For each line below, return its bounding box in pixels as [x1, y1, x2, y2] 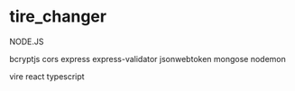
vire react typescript [9, 70, 85, 82]
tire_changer [9, 6, 106, 27]
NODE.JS [9, 36, 44, 47]
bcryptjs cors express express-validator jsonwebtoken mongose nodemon [9, 53, 286, 64]
